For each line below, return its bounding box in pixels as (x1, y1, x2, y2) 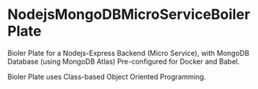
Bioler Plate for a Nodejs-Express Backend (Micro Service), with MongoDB (7, 48, 250, 57)
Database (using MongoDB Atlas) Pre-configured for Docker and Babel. (7, 57, 240, 66)
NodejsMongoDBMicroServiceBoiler (7, 6, 250, 24)
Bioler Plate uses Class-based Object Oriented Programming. (7, 72, 207, 81)
